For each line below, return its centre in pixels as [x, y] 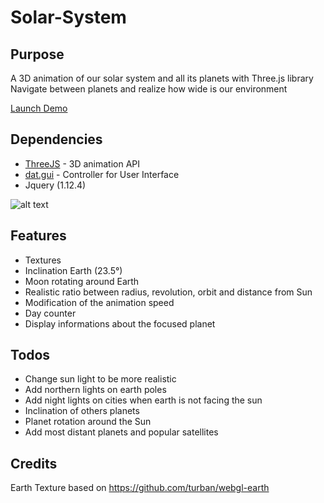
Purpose [37, 54]
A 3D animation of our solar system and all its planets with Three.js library [162, 78]
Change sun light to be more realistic [100, 379]
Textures [43, 260]
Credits [34, 463]
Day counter [50, 313]
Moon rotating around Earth [82, 281]
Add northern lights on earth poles [95, 390]
